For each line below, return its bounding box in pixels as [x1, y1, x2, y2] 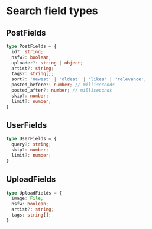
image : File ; [11, 195, 44, 202]
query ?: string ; [11, 141, 51, 147]
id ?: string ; [11, 49, 44, 54]
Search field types [6, 4, 99, 18]
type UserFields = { [6, 136, 57, 142]
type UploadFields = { [6, 190, 62, 196]
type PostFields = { [6, 43, 57, 49]
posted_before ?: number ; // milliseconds [11, 82, 115, 88]
